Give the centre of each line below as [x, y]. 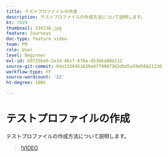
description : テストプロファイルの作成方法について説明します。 [76, 17]
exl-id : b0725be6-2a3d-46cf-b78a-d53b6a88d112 [64, 61]
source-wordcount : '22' [35, 77]
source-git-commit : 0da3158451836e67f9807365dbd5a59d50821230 [84, 66]
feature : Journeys [29, 34]
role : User [19, 50]
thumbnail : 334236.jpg [34, 28]
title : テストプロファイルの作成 [42, 11]
